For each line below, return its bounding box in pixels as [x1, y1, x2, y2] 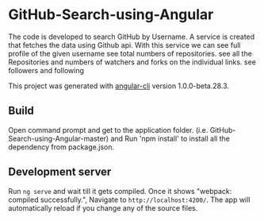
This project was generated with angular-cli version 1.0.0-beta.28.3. [8, 81, 230, 91]
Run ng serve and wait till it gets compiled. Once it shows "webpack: [8, 186, 232, 196]
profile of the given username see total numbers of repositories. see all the [8, 48, 252, 58]
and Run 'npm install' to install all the [110, 134, 230, 143]
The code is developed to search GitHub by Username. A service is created [8, 32, 255, 41]
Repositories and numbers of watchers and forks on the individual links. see [8, 57, 256, 67]
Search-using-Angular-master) [8, 134, 109, 143]
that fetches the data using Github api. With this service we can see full [8, 40, 241, 49]
